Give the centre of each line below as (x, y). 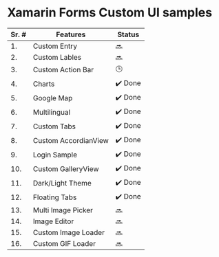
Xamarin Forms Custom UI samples (109, 13)
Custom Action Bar (63, 70)
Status (128, 34)
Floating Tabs (55, 197)
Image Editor (53, 221)
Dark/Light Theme (62, 183)
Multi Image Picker (63, 210)
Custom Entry (55, 46)
